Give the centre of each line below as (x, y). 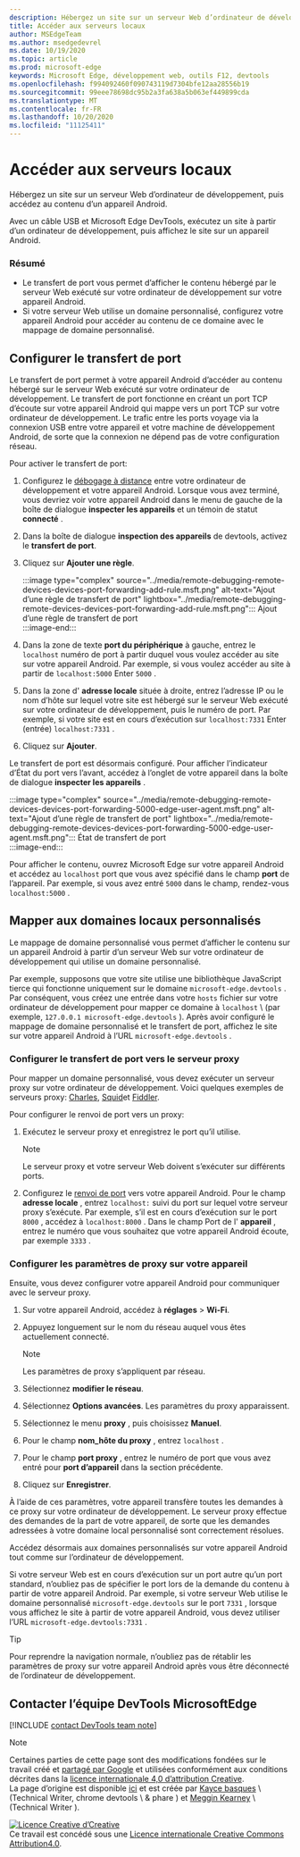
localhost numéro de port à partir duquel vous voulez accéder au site (150, 655)
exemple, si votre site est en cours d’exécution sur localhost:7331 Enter (154, 719)
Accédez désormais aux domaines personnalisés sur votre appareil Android (149, 1548)
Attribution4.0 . (36, 1844)
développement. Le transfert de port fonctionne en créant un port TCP (138, 399)
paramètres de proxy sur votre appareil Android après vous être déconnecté (150, 1666)
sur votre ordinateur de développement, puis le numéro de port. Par (146, 710)
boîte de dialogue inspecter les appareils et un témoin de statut (140, 509)
